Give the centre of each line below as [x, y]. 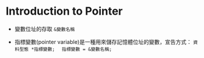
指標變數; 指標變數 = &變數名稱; [73, 49]
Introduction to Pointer [64, 11]
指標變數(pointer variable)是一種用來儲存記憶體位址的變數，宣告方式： [103, 42]
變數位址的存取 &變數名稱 [45, 29]
